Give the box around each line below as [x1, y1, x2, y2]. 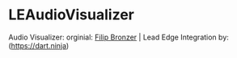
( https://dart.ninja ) [8, 40, 70, 50]
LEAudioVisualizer [8, 6, 135, 24]
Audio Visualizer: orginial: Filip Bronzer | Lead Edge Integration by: [8, 32, 229, 42]
